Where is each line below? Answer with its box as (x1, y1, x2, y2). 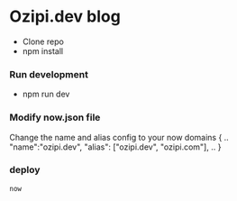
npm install (22, 45, 64, 56)
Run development (9, 68, 88, 80)
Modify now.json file (9, 111, 101, 123)
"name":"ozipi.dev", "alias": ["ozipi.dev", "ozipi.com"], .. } (9, 142, 222, 152)
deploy (9, 164, 41, 177)
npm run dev (22, 88, 70, 100)
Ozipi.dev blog (9, 6, 122, 27)
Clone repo (22, 36, 65, 47)
